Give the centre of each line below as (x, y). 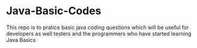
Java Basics (21, 40)
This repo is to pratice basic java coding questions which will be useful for (98, 27)
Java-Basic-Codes (54, 11)
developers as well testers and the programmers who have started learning (99, 33)
